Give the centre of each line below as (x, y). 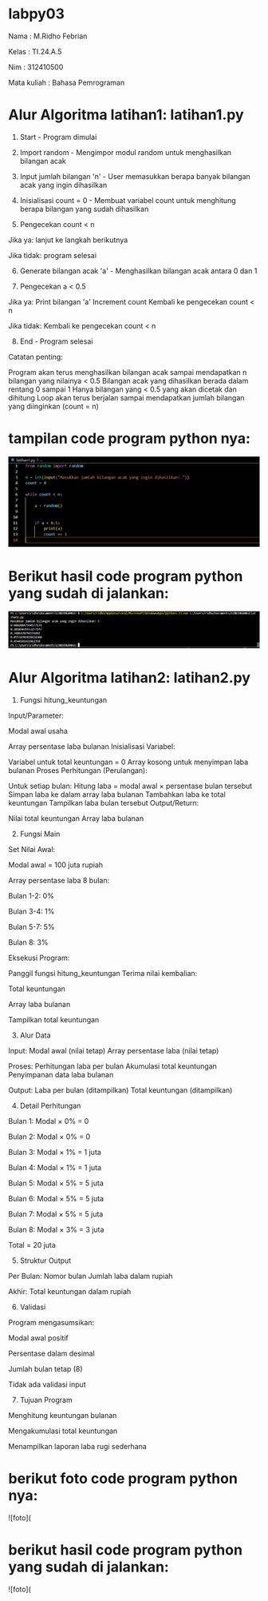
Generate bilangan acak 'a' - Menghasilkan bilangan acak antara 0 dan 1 (138, 271)
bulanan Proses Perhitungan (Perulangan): (78, 771)
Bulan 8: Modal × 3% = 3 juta (56, 1230)
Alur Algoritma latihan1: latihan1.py (126, 115)
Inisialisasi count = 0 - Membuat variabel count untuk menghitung (128, 200)
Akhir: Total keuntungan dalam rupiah (70, 1292)
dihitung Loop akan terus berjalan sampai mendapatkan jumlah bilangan (126, 397)
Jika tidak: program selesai (53, 255)
